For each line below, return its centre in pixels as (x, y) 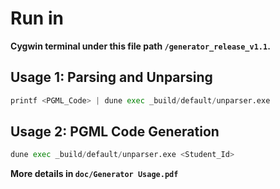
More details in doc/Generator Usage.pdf (94, 174)
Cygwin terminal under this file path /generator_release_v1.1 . (140, 46)
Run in (37, 18)
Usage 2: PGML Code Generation (115, 132)
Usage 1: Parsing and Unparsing (111, 77)
